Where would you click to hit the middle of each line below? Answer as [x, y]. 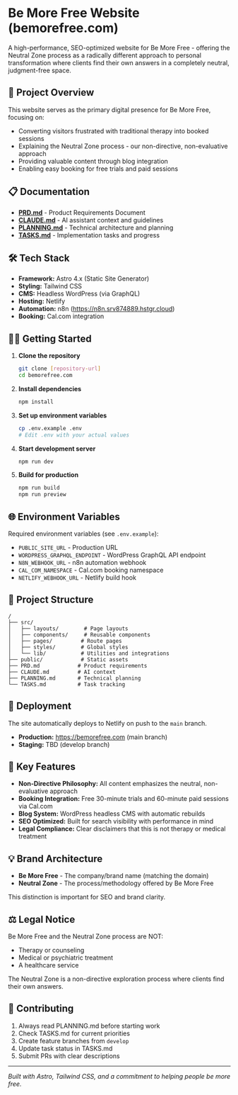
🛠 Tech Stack [39, 258]
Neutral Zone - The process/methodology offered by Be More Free [116, 883]
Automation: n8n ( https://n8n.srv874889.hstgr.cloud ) [96, 309]
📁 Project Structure [51, 600]
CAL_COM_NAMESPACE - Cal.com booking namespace [91, 570]
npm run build [39, 488]
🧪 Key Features [42, 767]
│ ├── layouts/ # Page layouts [69, 629]
